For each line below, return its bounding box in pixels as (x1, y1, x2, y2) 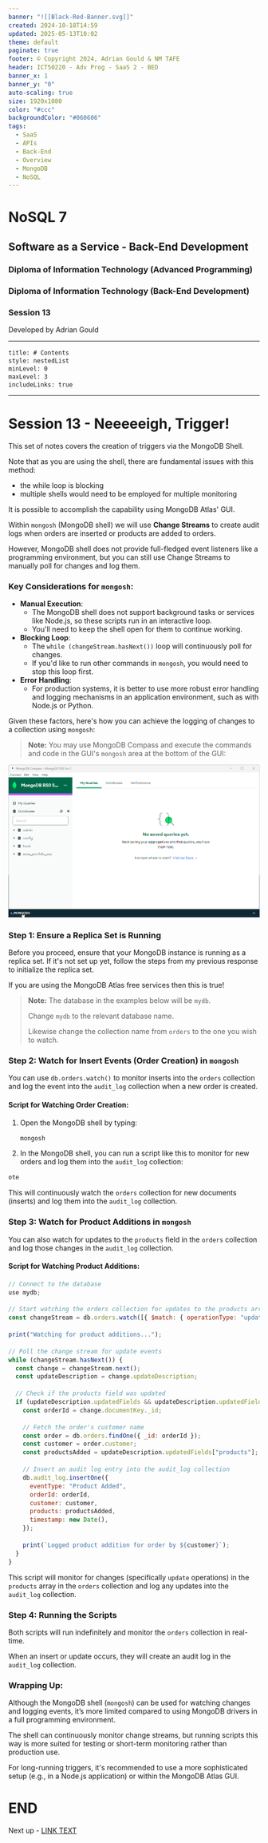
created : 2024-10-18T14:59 (8, 21, 98, 30)
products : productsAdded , (29, 1508, 116, 1516)
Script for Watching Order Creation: (8, 1100, 129, 1109)
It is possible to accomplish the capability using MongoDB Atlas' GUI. (8, 504, 235, 514)
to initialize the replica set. (8, 965, 94, 974)
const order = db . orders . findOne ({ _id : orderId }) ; (22, 1432, 202, 1440)
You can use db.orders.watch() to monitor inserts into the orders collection (8, 1073, 255, 1083)
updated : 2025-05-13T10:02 (8, 30, 98, 38)
